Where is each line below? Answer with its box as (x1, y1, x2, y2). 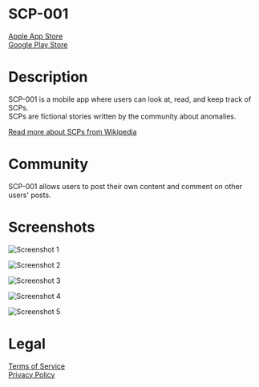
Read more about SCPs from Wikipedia (8, 127, 138, 136)
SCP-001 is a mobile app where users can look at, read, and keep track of (8, 94, 252, 104)
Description (8, 68, 88, 87)
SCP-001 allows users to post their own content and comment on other (8, 181, 243, 191)
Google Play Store (8, 39, 68, 49)
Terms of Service (8, 361, 66, 371)
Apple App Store (8, 31, 63, 41)
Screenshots (8, 218, 95, 236)
